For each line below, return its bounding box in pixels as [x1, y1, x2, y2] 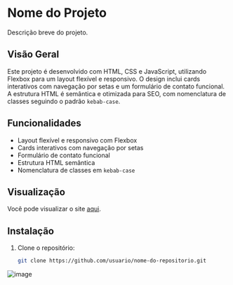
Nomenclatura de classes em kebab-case [17, 166, 135, 174]
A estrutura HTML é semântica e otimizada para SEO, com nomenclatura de [7, 89, 227, 98]
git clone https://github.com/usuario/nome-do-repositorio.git [17, 258, 207, 265]
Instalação [7, 225, 55, 237]
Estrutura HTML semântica [17, 158, 95, 166]
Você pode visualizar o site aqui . [7, 205, 102, 213]
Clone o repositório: [17, 244, 75, 252]
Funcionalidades [7, 117, 82, 129]
